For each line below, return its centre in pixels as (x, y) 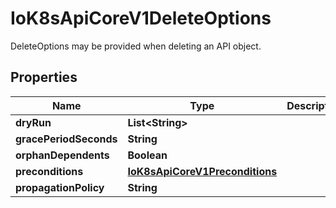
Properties (44, 77)
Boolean (147, 155)
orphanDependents (62, 155)
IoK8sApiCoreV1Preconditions (202, 171)
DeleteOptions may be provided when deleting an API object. (136, 46)
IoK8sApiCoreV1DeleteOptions (141, 18)
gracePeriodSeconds (66, 139)
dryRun (33, 122)
